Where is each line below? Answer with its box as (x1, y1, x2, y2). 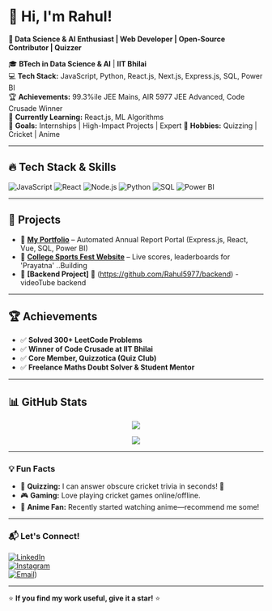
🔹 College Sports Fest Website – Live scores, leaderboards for (19, 251, 231, 262)
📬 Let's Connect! (8, 531, 80, 542)
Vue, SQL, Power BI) (19, 243, 89, 253)
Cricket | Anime (8, 129, 61, 139)
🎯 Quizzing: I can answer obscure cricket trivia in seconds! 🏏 (19, 481, 225, 491)
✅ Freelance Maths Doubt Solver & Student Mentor (19, 362, 195, 372)
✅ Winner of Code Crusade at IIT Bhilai (19, 344, 154, 354)
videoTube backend (19, 277, 87, 287)
